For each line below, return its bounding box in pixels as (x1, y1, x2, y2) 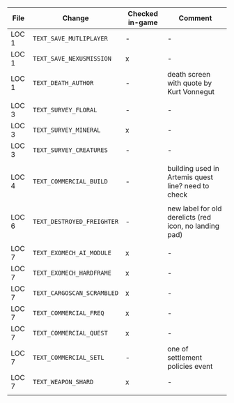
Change (62, 13, 89, 23)
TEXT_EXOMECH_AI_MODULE (32, 249, 111, 257)
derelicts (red (166, 213, 211, 222)
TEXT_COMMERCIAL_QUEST (32, 329, 108, 337)
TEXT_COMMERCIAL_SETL (32, 353, 104, 361)
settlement (166, 353, 203, 362)
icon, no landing (166, 221, 220, 231)
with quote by (166, 78, 212, 88)
